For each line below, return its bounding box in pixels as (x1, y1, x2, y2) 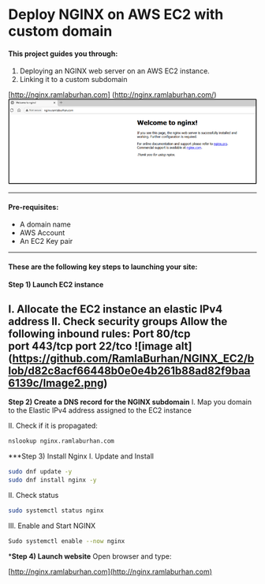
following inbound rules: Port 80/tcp (8, 327, 191, 340)
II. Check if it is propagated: (8, 421, 99, 431)
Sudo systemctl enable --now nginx (8, 537, 125, 545)
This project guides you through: (8, 49, 118, 58)
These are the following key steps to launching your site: (8, 262, 198, 271)
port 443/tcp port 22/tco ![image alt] (8, 339, 192, 353)
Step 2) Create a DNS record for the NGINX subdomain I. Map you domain (8, 397, 252, 407)
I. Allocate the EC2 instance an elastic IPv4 (8, 302, 223, 316)
